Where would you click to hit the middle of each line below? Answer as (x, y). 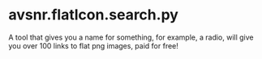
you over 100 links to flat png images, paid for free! (93, 45)
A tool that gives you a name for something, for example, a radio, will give (131, 37)
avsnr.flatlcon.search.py (93, 15)
